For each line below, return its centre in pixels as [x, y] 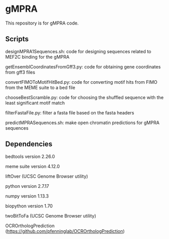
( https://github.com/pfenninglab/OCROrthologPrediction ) [65, 231]
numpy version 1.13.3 [27, 196]
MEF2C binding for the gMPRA [37, 57]
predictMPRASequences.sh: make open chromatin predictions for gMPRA [82, 123]
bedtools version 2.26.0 [30, 156]
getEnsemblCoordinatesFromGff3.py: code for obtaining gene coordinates [83, 66]
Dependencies [29, 144]
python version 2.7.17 [27, 186]
